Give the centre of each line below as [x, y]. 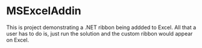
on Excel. [17, 40]
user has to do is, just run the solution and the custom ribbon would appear [99, 33]
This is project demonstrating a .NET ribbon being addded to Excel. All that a [101, 27]
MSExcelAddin [44, 11]
